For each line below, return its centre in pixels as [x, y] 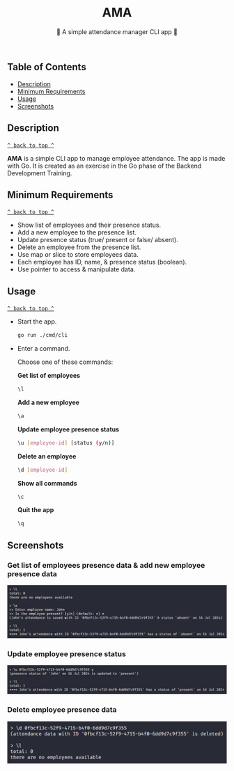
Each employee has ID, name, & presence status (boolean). [102, 262]
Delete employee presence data [62, 710]
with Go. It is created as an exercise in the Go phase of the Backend [104, 166]
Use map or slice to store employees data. [78, 255]
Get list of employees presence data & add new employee [106, 565]
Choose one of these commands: [65, 362]
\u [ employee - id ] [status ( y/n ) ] [66, 443]
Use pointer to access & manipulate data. [76, 269]
